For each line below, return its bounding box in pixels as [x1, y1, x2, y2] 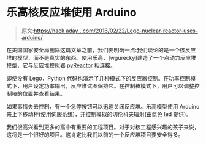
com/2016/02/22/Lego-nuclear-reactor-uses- [82, 27, 198, 34]
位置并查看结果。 [22, 90, 66, 97]
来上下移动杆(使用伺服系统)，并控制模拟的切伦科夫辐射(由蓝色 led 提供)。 [6, 110, 192, 118]
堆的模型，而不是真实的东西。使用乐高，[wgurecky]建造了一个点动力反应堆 [6, 54, 197, 61]
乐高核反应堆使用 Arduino [6, 5, 137, 20]
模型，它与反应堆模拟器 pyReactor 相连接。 [6, 62, 116, 69]
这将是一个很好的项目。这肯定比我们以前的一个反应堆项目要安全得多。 [6, 131, 184, 138]
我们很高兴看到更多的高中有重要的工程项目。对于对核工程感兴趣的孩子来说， [6, 123, 200, 131]
